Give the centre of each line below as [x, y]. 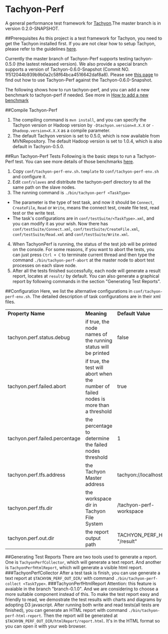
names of [96, 334]
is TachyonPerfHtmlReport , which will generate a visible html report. [74, 567]
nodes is [95, 399]
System [94, 524]
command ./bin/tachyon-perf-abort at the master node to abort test [83, 260]
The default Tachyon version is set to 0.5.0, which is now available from [86, 136]
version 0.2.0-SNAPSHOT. [32, 28]
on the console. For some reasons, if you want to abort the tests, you [83, 249]
